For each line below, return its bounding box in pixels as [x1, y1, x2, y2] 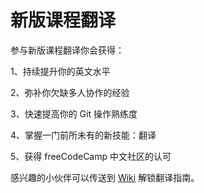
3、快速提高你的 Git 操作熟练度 [10, 107, 138, 120]
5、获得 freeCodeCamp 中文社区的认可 [10, 150, 172, 162]
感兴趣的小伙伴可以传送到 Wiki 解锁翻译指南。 [10, 171, 200, 183]
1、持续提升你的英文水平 [10, 65, 111, 77]
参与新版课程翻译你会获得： [10, 44, 125, 56]
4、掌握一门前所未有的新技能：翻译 [10, 129, 157, 141]
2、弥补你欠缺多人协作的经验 [10, 86, 130, 98]
